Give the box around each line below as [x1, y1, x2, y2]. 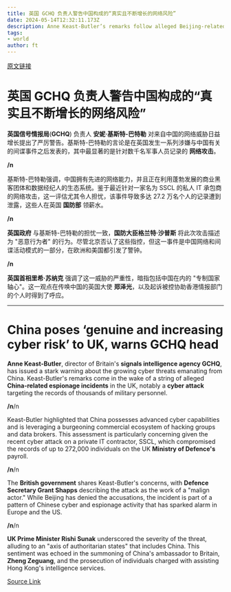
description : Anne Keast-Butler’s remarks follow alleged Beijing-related [7, 23, 226, 30]
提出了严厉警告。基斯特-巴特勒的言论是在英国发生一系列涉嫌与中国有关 [19, 138, 221, 147]
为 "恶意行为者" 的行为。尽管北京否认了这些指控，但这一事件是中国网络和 [7, 237, 215, 245]
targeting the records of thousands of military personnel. [7, 388, 168, 397]
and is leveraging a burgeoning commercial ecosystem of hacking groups [7, 423, 216, 431]
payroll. [7, 452, 29, 460]
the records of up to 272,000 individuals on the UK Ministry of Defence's [7, 445, 216, 453]
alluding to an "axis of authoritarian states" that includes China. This [7, 542, 200, 550]
